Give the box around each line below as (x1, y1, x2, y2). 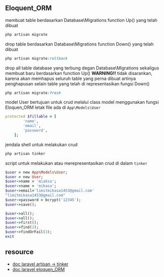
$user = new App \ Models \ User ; (5, 170, 68, 175)
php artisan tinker (5, 151, 46, 156)
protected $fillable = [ (5, 114, 57, 119)
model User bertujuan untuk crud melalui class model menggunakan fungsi (5, 99, 159, 105)
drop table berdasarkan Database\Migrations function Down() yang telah (5, 41, 154, 47)
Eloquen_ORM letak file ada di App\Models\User (5, 104, 101, 111)
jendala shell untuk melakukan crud (5, 141, 78, 147)
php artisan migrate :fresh (5, 90, 61, 95)
